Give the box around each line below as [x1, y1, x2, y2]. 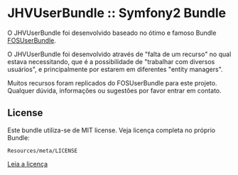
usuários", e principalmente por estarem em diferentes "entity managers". [7, 65, 223, 73]
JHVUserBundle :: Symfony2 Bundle [7, 5, 226, 21]
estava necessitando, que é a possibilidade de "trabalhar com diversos [7, 57, 215, 65]
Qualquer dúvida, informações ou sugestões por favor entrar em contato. [7, 86, 222, 95]
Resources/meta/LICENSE [7, 147, 78, 154]
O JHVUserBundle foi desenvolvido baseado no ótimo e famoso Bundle [7, 28, 217, 37]
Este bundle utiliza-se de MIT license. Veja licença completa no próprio [7, 126, 215, 134]
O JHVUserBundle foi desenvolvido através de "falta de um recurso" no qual [7, 50, 232, 58]
